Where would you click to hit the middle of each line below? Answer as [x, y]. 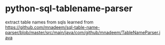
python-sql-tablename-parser [69, 9]
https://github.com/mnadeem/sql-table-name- [53, 27]
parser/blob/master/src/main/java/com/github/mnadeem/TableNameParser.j [83, 32]
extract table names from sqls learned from [49, 22]
